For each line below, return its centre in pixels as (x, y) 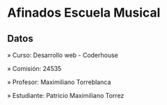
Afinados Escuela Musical (84, 13)
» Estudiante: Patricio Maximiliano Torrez (66, 96)
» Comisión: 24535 (34, 68)
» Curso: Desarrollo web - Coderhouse (63, 55)
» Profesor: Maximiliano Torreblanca (59, 82)
